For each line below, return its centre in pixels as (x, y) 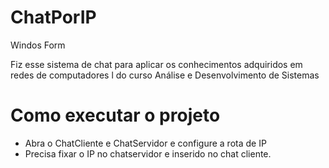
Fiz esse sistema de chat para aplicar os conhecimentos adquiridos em (156, 64)
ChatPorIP (53, 17)
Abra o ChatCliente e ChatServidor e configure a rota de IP (145, 143)
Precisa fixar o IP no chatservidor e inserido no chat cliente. (148, 153)
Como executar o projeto (115, 115)
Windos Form (38, 45)
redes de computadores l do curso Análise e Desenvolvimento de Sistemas (165, 75)
